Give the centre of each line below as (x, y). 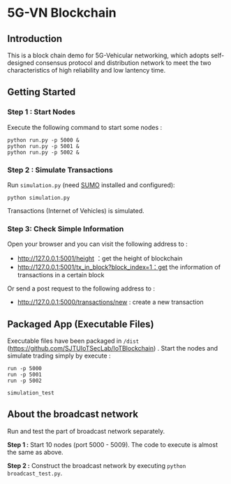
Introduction (35, 39)
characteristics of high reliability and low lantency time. (87, 70)
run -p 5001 (24, 375)
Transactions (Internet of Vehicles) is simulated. (76, 210)
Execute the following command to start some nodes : (85, 127)
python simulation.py (39, 198)
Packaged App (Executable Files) (81, 324)
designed (21, 63)
